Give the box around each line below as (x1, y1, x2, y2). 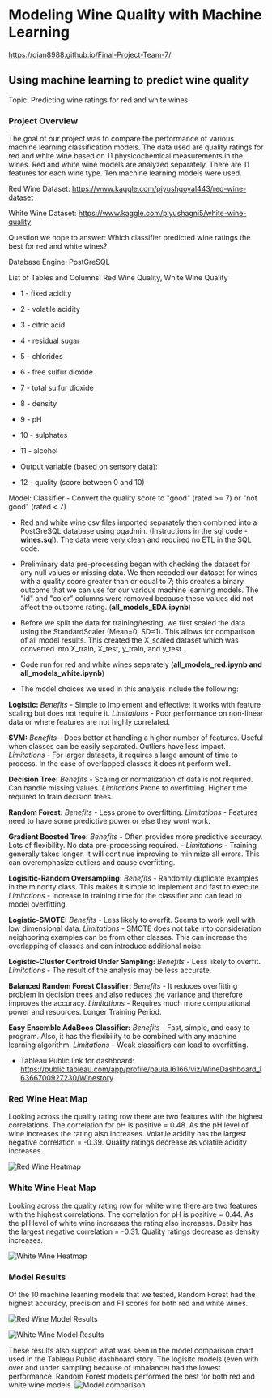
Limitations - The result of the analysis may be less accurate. (8, 965, 212, 976)
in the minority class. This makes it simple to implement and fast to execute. (8, 882, 261, 892)
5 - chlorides (19, 352, 63, 361)
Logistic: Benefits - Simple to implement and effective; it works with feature (8, 700, 261, 710)
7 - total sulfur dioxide (19, 383, 95, 393)
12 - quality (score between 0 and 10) (19, 478, 145, 487)
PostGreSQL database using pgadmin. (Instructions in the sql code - (19, 526, 249, 536)
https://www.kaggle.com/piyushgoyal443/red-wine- (71, 184, 247, 194)
